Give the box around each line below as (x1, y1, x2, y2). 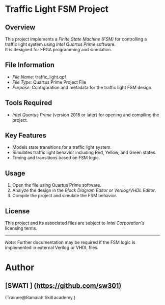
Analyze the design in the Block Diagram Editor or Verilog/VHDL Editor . (12, 187, 156, 193)
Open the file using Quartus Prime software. (12, 182, 102, 188)
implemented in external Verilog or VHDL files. (5, 245, 99, 251)
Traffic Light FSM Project (5, 3, 109, 15)
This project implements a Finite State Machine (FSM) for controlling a (5, 36, 147, 42)
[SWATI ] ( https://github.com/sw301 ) (5, 281, 122, 290)
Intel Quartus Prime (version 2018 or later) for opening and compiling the (12, 112, 160, 118)
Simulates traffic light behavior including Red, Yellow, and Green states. (12, 149, 157, 156)
